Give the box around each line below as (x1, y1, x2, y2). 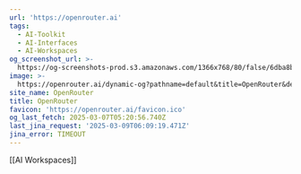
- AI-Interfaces (17, 38, 78, 48)
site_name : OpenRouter (9, 88, 94, 97)
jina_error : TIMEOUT (9, 130, 87, 139)
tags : (9, 22, 30, 30)
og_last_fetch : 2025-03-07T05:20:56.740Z (9, 113, 167, 122)
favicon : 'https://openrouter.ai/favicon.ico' (9, 105, 186, 114)
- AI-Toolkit (17, 30, 66, 39)
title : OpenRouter (9, 96, 78, 106)
